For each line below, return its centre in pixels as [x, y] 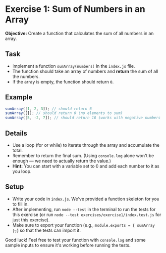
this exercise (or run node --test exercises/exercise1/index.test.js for [87, 214]
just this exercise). [31, 220]
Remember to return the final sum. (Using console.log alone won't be [83, 156]
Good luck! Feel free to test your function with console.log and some [76, 240]
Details [16, 133]
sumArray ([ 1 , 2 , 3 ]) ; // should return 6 [49, 109]
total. [18, 150]
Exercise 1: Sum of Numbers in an [75, 9]
